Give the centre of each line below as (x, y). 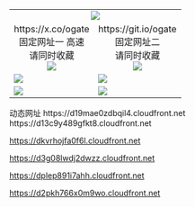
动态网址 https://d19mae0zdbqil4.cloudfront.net (97, 113)
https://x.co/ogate (52, 29)
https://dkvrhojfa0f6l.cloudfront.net (75, 140)
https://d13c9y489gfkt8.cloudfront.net (80, 123)
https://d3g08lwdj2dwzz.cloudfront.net (82, 158)
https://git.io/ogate (137, 29)
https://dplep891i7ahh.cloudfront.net (77, 175)
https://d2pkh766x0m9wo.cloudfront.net (85, 193)
